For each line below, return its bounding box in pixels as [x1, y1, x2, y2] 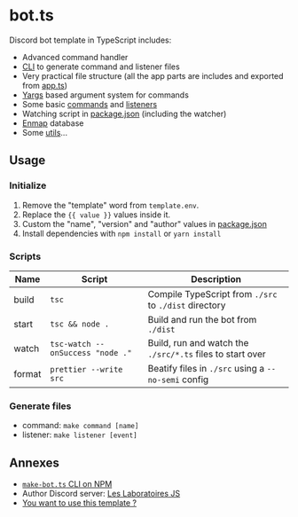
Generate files [9, 400, 72, 412]
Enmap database [21, 117, 84, 129]
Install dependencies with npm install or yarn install [21, 228, 222, 239]
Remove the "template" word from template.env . [21, 200, 200, 210]
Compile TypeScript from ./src [147, 287, 278, 300]
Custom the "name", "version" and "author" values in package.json [21, 218, 268, 229]
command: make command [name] [21, 420, 139, 431]
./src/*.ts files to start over [147, 348, 266, 360]
